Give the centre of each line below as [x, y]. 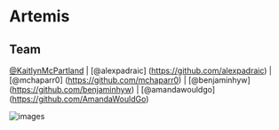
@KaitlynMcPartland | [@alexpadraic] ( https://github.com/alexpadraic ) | [141, 70]
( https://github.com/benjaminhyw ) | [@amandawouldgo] [112, 89]
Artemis [40, 16]
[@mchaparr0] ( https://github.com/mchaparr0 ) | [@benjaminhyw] [130, 80]
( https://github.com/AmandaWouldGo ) [79, 99]
